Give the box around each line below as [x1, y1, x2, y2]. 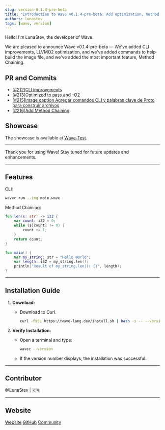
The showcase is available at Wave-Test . [5, 134, 87, 140]
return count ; [14, 237, 43, 242]
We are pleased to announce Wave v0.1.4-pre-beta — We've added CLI [5, 44, 150, 50]
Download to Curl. [19, 309, 56, 315]
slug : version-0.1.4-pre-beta [5, 7, 67, 12]
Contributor [5, 374, 42, 383]
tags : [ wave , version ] [5, 21, 52, 26]
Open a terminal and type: [19, 337, 73, 343]
